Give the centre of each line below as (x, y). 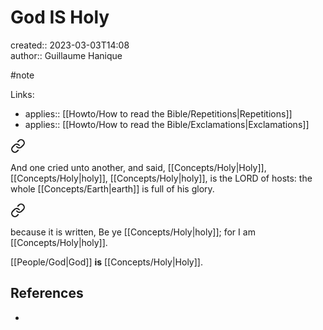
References (47, 293)
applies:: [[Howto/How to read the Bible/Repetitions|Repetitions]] (158, 113)
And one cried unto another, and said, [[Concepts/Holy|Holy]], (138, 167)
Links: (22, 94)
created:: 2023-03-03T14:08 (70, 45)
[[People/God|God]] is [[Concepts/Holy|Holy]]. (106, 262)
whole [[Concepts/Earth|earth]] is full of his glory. (112, 188)
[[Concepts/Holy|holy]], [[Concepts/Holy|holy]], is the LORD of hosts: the (161, 178)
